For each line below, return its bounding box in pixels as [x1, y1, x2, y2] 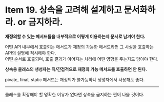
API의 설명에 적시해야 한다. [5, 50, 57, 56]
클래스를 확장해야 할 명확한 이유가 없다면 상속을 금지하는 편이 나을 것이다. [5, 91, 144, 97]
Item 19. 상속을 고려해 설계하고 [5, 4, 122, 16]
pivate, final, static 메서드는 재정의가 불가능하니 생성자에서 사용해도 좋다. [5, 76, 145, 83]
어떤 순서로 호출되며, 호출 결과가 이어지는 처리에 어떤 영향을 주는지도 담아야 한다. [5, 56, 159, 62]
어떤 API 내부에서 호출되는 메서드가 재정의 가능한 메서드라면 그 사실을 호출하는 [5, 44, 154, 50]
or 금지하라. [17, 17, 63, 28]
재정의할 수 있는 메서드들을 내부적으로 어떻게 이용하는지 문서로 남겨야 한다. [5, 34, 145, 39]
